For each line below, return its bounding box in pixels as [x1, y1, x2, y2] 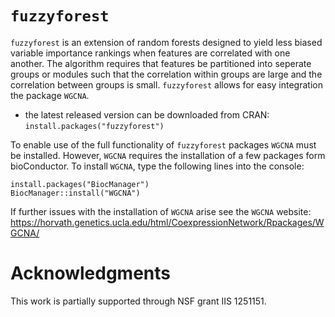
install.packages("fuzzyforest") [24, 121, 165, 131]
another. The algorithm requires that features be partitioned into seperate [10, 57, 312, 69]
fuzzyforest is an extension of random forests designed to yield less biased [10, 36, 323, 48]
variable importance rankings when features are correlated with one [10, 47, 291, 59]
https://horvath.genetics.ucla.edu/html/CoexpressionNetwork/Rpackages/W [10, 216, 325, 228]
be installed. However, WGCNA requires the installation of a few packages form [10, 149, 326, 161]
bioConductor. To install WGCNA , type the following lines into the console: [10, 160, 305, 172]
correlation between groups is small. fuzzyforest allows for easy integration [10, 78, 323, 91]
